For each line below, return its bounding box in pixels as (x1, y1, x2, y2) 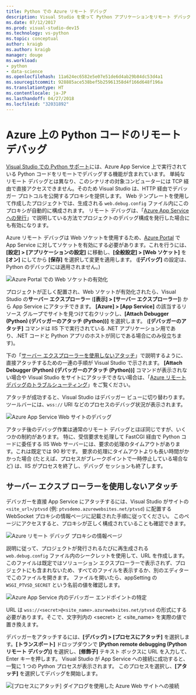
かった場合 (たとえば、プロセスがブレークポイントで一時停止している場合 (6, 455, 183, 463)
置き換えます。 (6, 621, 42, 628)
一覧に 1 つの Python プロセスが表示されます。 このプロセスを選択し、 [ (6, 663, 177, 670)
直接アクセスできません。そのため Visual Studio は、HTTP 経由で (16, 185, 173, 192)
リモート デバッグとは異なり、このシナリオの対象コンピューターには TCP (6, 178, 183, 185)
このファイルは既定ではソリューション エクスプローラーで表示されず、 (6, 560, 176, 567)
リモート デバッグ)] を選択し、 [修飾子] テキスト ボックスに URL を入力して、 (6, 648, 190, 655)
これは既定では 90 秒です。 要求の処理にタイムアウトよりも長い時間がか (15, 448, 190, 455)
